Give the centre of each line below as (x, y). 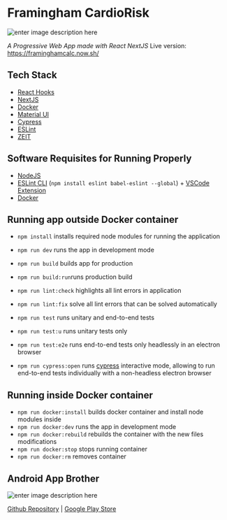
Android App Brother (53, 478)
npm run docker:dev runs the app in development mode (97, 427)
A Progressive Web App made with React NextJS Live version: (97, 45)
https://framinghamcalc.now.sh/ (53, 53)
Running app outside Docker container (93, 219)
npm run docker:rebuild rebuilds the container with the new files (110, 434)
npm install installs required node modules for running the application (119, 236)
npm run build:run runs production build (75, 277)
